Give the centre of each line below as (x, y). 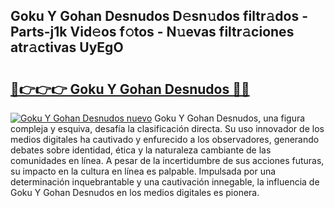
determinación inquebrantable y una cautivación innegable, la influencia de (165, 182)
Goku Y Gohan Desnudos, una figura (230, 118)
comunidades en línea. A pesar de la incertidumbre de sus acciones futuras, (167, 160)
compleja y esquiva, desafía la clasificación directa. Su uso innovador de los (167, 128)
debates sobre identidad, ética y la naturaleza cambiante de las (141, 150)
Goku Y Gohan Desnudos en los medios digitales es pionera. (135, 192)
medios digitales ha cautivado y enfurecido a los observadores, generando (165, 139)
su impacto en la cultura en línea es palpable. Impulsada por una (143, 171)
